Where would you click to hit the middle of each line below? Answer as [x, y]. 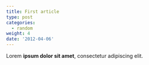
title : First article [33, 12]
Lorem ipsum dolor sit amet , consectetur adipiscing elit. [75, 56]
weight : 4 [18, 34]
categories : [21, 22]
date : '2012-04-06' [30, 39]
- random [22, 28]
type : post [20, 17]
